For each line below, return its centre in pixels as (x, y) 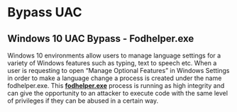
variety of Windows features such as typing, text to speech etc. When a (112, 63)
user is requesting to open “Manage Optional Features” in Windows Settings (118, 71)
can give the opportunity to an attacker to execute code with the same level (118, 93)
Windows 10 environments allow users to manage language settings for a (114, 55)
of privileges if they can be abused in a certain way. (83, 101)
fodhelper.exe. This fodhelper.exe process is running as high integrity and (116, 85)
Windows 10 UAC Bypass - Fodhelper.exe (101, 39)
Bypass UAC (45, 12)
